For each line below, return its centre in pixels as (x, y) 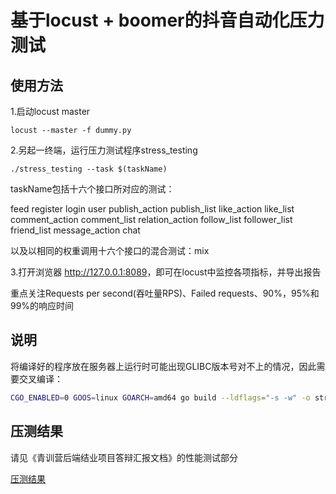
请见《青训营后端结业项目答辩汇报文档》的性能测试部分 (124, 457)
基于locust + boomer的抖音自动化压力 (167, 20)
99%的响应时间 (42, 305)
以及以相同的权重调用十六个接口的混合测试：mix (110, 250)
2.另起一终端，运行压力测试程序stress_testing (104, 150)
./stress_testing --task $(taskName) (89, 169)
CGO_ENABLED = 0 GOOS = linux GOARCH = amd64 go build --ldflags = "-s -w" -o (160, 397)
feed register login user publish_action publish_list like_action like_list (152, 209)
